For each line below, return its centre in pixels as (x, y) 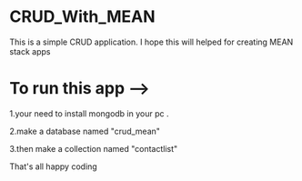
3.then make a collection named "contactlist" (94, 148)
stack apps (30, 51)
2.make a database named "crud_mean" (85, 131)
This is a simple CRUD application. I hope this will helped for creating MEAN (151, 42)
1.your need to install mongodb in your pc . (89, 113)
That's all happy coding (53, 166)
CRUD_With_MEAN (83, 17)
